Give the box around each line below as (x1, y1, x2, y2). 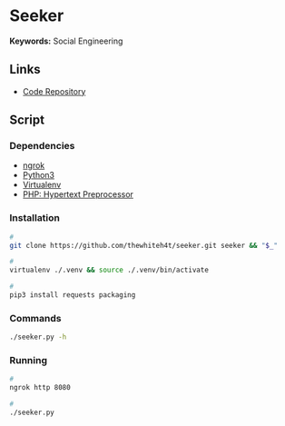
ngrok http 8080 (9, 383, 71, 392)
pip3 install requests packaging (9, 291, 136, 300)
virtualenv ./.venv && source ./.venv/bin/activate (9, 265, 209, 275)
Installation (9, 212, 61, 224)
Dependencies (9, 140, 75, 153)
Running (9, 354, 48, 367)
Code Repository (22, 85, 86, 96)
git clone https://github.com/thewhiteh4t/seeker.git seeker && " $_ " (9, 241, 279, 250)
